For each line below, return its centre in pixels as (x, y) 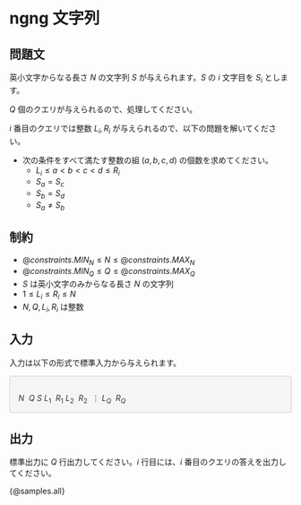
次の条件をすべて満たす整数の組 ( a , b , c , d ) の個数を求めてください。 (147, 160)
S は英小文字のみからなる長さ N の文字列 (98, 284)
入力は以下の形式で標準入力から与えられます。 (95, 363)
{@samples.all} (37, 491)
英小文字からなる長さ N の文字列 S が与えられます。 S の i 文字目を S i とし (145, 79)
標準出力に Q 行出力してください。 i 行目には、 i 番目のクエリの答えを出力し (148, 462)
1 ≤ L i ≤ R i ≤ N (49, 295)
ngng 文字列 (55, 18)
